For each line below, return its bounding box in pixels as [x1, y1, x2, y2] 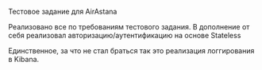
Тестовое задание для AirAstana [8, 7, 118, 16]
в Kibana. [8, 55, 40, 64]
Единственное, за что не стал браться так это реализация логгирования [8, 46, 255, 55]
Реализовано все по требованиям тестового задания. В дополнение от [8, 22, 250, 31]
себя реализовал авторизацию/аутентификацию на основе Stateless [8, 31, 241, 40]
